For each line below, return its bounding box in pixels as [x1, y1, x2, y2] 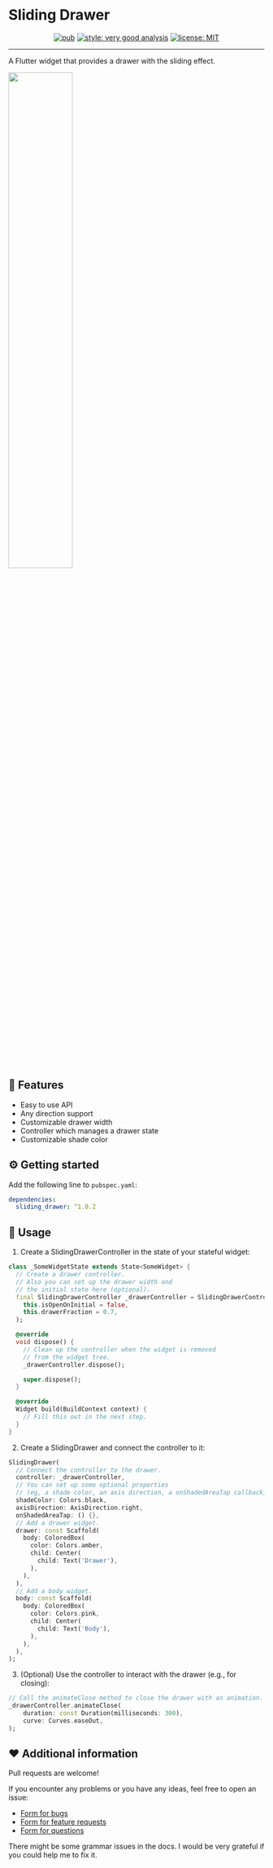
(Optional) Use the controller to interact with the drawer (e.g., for [19, 1669, 237, 1679]
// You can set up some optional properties [15, 1481, 169, 1490]
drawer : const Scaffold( [15, 1526, 100, 1534]
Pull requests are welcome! [8, 1768, 99, 1779]
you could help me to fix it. [8, 1850, 97, 1860]
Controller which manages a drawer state [19, 1125, 159, 1136]
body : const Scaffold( [15, 1595, 93, 1603]
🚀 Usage [8, 1225, 51, 1239]
